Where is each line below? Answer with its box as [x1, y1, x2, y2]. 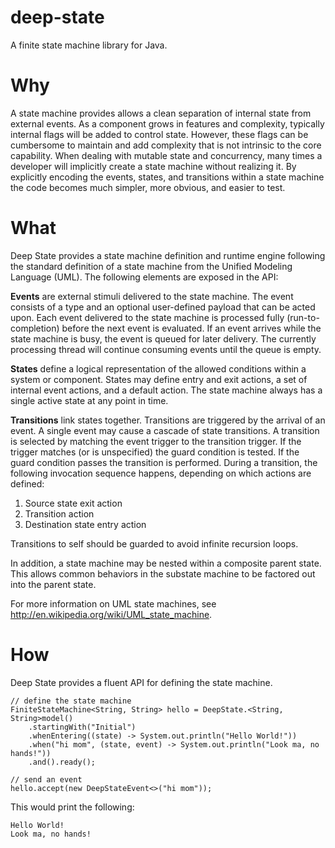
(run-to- [286, 311, 320, 323]
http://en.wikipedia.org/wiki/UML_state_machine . [10, 608, 213, 620]
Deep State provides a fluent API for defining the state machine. [10, 676, 273, 688]
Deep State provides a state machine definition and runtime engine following [10, 249, 326, 261]
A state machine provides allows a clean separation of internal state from [10, 107, 312, 119]
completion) [10, 322, 60, 334]
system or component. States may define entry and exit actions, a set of [10, 373, 308, 385]
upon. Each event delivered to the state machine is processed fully [10, 311, 285, 323]
